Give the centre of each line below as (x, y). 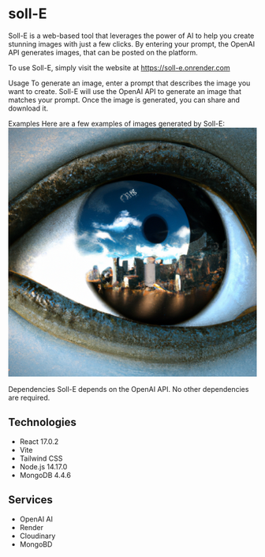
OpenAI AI (36, 519)
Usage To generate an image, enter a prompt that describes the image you (129, 83)
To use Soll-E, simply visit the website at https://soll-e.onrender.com (119, 67)
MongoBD (36, 544)
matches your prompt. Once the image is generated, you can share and (124, 100)
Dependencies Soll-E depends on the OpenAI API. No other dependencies (129, 389)
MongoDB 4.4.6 (45, 475)
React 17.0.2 (39, 441)
